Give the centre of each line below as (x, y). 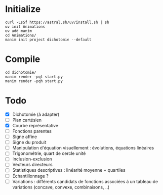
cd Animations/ (21, 35)
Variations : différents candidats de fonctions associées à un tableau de (85, 181)
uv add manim (19, 31)
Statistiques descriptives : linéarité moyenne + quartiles (69, 170)
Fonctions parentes (32, 131)
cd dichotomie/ (21, 72)
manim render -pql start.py (34, 77)
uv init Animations (25, 26)
